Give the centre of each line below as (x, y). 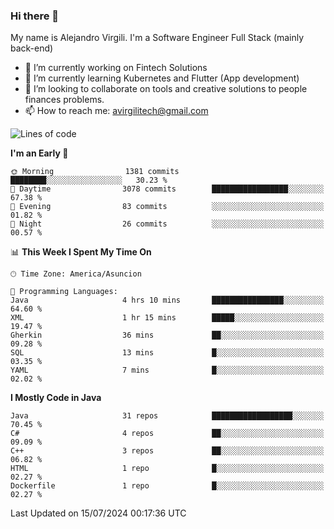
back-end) (32, 48)
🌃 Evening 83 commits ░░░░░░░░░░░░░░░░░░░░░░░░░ (167, 207)
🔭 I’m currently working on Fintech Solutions (116, 68)
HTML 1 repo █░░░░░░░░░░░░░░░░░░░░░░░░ (167, 469)
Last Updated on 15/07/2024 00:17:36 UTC (98, 513)
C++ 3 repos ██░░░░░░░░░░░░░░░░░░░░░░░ (167, 451)
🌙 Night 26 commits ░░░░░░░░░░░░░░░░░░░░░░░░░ (167, 224)
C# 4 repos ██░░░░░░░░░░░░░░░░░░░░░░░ (167, 434)
